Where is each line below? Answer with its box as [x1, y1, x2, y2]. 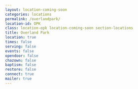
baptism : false [5, 62, 36, 67]
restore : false [5, 67, 36, 72]
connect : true [5, 72, 34, 77]
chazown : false [5, 58, 36, 63]
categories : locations [5, 12, 52, 17]
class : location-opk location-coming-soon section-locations [5, 26, 134, 31]
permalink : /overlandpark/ [5, 16, 61, 21]
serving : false [5, 44, 36, 49]
